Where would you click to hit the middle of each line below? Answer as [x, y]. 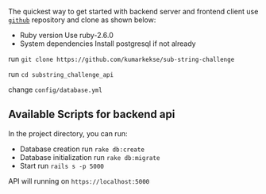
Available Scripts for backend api [92, 114]
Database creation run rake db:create [82, 149]
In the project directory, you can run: [68, 133]
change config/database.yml [56, 89]
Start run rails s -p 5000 [62, 165]
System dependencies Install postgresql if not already [108, 44]
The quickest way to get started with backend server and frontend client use [133, 11]
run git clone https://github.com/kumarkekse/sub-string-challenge [121, 59]
